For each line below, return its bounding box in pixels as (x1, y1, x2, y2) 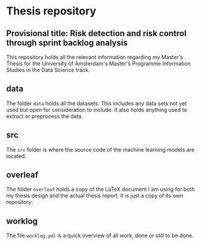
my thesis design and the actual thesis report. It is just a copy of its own (6, 192, 184, 199)
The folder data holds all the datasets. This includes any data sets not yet (6, 99, 187, 107)
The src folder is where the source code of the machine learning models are (6, 146, 195, 153)
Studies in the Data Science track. (6, 66, 90, 73)
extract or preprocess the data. (6, 113, 83, 120)
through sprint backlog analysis (6, 37, 128, 48)
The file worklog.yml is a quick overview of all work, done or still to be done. (6, 232, 194, 239)
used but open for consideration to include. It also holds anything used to (6, 106, 187, 113)
